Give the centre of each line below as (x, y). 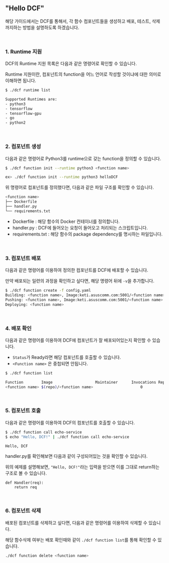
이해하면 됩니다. (21, 81)
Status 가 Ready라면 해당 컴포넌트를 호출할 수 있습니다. (67, 357)
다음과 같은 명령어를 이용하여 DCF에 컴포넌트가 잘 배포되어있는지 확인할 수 (78, 340)
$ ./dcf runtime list (28, 90)
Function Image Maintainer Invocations (81, 382)
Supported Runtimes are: (31, 99)
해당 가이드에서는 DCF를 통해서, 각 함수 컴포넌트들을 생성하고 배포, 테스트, (78, 21)
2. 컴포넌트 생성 (23, 147)
